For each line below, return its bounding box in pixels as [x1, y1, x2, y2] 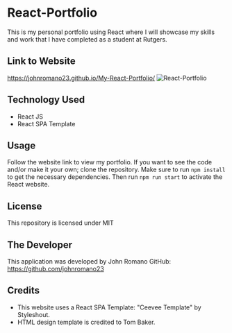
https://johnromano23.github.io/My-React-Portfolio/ [7, 74, 156, 82]
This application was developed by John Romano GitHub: [7, 257, 172, 265]
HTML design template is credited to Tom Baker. [17, 318, 156, 326]
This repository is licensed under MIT [7, 219, 115, 227]
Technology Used [7, 94, 85, 105]
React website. [7, 180, 50, 189]
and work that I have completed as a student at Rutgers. [7, 35, 168, 43]
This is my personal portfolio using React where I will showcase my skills [7, 28, 215, 36]
